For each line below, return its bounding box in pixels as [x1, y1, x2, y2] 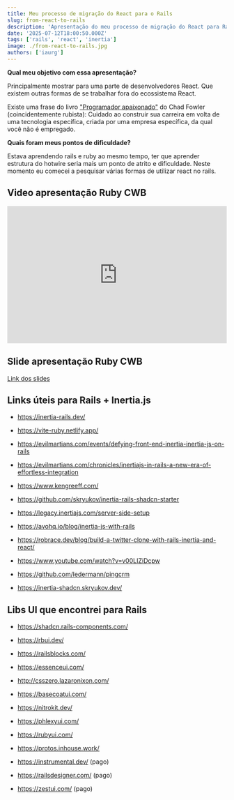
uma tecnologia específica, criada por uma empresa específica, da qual [7, 117, 213, 126]
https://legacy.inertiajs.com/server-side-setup [17, 508, 150, 517]
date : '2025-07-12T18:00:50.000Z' [7, 29, 108, 37]
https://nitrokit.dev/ [17, 704, 73, 712]
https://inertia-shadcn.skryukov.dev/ [17, 584, 123, 592]
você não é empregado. [7, 125, 76, 133]
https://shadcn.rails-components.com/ [17, 622, 129, 631]
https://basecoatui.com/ [17, 690, 87, 698]
